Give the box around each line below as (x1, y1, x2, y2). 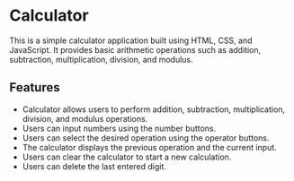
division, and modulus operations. (22, 113, 148, 124)
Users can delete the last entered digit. (22, 160, 166, 171)
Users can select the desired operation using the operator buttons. (22, 132, 270, 143)
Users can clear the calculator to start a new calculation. (22, 151, 232, 162)
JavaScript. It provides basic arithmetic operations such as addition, (9, 44, 262, 55)
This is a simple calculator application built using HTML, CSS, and (9, 35, 254, 46)
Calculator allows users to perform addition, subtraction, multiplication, (22, 104, 286, 115)
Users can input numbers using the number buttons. (22, 123, 217, 134)
